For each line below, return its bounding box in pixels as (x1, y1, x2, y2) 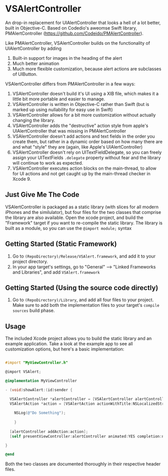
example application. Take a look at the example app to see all (5, 341, 133, 347)
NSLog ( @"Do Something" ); (14, 410, 66, 416)
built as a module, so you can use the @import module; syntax (5, 225, 132, 231)
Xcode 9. (12, 176, 31, 182)
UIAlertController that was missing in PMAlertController (12, 128, 126, 134)
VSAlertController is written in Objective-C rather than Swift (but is (12, 101, 149, 107)
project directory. (12, 258, 48, 264)
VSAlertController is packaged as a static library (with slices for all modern (5, 204, 159, 210)
